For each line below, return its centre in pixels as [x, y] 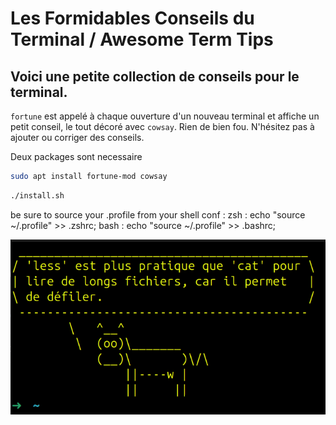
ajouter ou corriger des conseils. [77, 137]
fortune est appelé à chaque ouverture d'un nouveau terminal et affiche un [165, 116]
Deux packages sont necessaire [76, 156]
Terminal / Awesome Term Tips [142, 39]
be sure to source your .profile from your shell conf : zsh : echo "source [158, 214]
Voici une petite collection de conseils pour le [155, 76]
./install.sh [37, 195]
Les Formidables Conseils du [132, 18]
